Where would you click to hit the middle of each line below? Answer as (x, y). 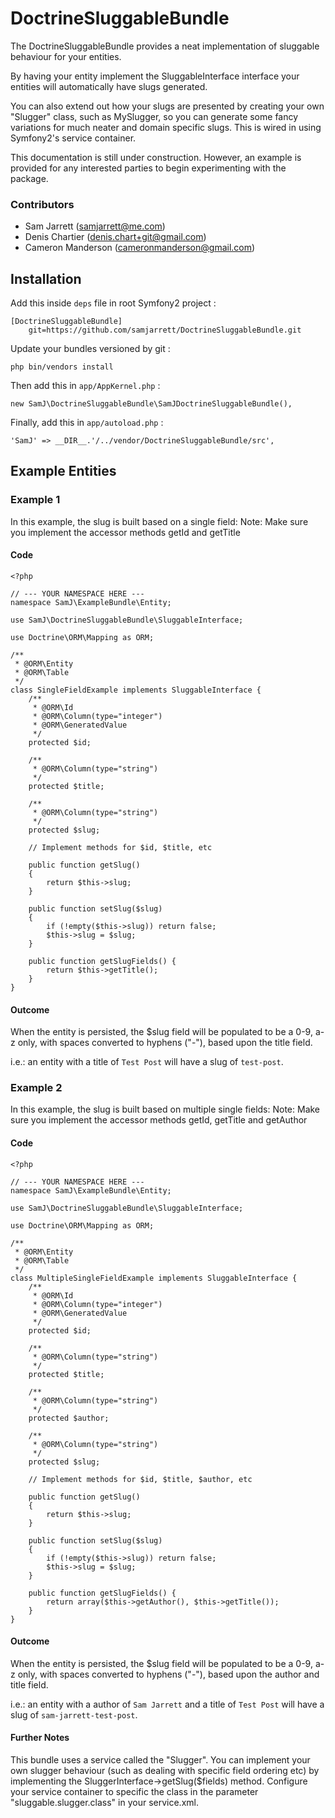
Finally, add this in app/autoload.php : (87, 423)
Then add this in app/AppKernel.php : (85, 386)
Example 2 (36, 1088)
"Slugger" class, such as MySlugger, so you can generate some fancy (154, 116)
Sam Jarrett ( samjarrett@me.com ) (95, 226)
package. (29, 178)
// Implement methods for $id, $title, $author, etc (140, 1479)
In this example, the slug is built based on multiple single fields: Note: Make (165, 1109)
